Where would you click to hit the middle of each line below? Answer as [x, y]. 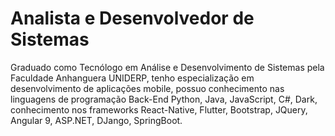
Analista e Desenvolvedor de [132, 18]
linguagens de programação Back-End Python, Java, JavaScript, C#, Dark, [164, 99]
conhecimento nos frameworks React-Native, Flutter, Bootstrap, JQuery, [159, 109]
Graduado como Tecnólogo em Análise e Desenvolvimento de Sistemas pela [167, 67]
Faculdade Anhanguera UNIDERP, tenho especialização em [132, 78]
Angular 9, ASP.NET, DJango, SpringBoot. [96, 120]
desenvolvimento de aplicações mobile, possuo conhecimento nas [147, 88]
